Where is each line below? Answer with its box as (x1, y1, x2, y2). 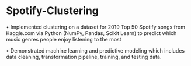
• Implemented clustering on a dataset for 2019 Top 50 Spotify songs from (6, 23, 186, 30)
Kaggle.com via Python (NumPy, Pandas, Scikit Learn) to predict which (6, 29, 177, 36)
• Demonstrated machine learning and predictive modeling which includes (6, 47, 185, 54)
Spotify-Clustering (6, 4, 99, 18)
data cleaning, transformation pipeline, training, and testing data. (6, 53, 162, 60)
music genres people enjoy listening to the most (6, 36, 121, 43)
